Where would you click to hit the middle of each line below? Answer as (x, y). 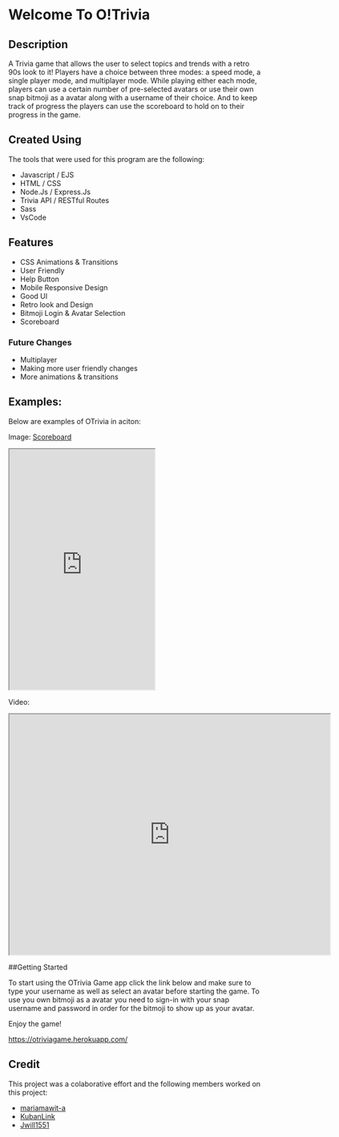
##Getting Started (38, 967)
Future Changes (40, 342)
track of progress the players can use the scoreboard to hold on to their (127, 106)
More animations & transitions (69, 376)
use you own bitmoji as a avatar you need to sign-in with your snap (119, 999)
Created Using (45, 140)
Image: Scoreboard (40, 437)
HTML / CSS (40, 183)
